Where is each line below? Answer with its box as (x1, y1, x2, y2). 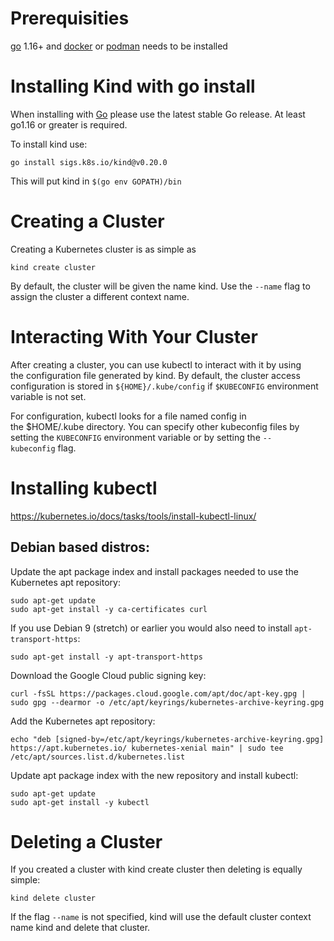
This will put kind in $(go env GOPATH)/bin (10, 175, 182, 187)
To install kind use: (10, 138, 88, 150)
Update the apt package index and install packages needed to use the (10, 565, 299, 577)
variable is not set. (10, 390, 87, 402)
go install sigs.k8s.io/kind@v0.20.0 (10, 157, 168, 167)
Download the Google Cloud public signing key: (10, 669, 207, 681)
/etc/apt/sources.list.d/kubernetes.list (10, 752, 186, 762)
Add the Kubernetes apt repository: (10, 715, 156, 727)
